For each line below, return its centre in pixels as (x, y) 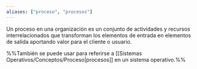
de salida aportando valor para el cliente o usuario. (69, 41)
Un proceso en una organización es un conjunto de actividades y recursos (98, 29)
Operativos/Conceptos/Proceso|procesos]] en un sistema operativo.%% (96, 59)
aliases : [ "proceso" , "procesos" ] (50, 12)
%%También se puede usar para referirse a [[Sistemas (74, 53)
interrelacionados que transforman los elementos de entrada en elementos (98, 35)
